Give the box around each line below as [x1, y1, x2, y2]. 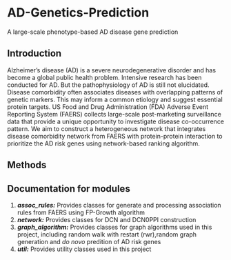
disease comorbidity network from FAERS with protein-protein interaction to [7, 132, 223, 140]
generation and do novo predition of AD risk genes [17, 237, 161, 246]
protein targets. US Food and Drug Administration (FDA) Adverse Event [7, 102, 209, 111]
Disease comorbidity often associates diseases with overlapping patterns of [7, 88, 223, 96]
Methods [7, 159, 47, 171]
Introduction [7, 48, 62, 59]
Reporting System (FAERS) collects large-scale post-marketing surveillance [7, 110, 222, 118]
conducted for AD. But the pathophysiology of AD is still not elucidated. [7, 81, 210, 89]
